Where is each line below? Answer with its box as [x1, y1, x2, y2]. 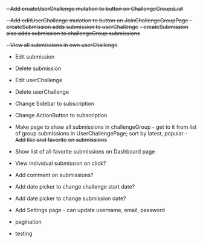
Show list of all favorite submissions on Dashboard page [14, 148, 155, 155]
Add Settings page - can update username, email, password [14, 207, 165, 213]
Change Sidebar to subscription [14, 100, 95, 107]
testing [14, 230, 33, 237]
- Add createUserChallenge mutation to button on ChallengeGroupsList [6, 5, 183, 12]
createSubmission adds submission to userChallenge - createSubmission [6, 24, 188, 30]
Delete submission [14, 65, 62, 72]
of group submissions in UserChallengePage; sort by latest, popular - [14, 130, 188, 137]
